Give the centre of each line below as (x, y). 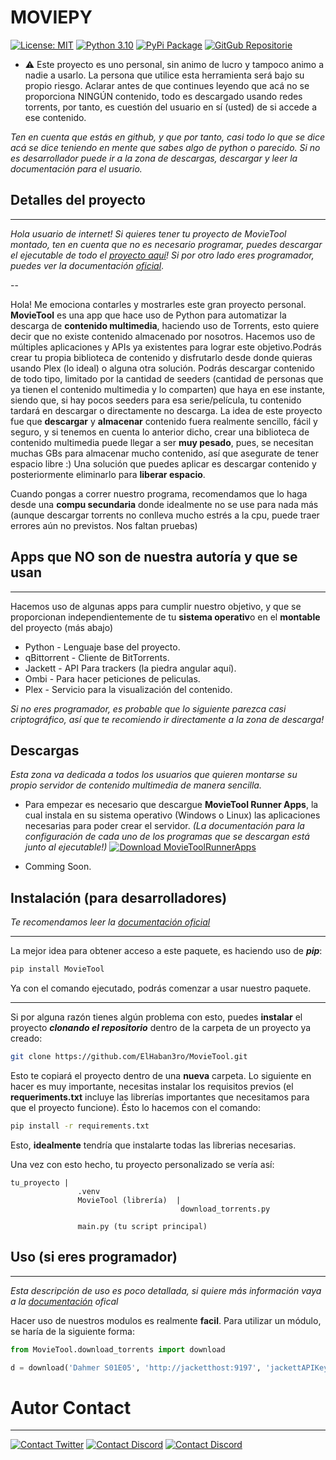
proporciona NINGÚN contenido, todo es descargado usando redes (163, 96)
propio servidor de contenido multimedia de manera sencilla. (136, 785)
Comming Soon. (58, 867)
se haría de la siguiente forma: (72, 1331)
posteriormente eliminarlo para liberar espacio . (108, 474)
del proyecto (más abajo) (62, 627)
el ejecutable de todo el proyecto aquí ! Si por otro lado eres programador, (162, 255)
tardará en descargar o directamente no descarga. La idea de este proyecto (166, 410)
